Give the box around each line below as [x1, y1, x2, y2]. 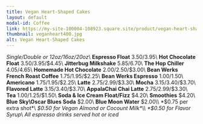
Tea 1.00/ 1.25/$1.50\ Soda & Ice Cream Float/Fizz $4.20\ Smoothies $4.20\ [6, 91, 195, 99]
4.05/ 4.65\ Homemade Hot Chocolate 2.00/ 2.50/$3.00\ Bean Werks [6, 66, 178, 73]
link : [6, 25, 20, 32]
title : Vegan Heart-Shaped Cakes [6, 8, 91, 15]
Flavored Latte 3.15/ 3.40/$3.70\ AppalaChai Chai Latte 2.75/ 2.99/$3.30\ [6, 85, 188, 92]
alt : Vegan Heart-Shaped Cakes [6, 37, 85, 43]
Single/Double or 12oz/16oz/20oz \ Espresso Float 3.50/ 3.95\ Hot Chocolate [6, 54, 196, 60]
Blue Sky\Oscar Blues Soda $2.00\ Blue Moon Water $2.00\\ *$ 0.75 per [6, 98, 188, 105]
